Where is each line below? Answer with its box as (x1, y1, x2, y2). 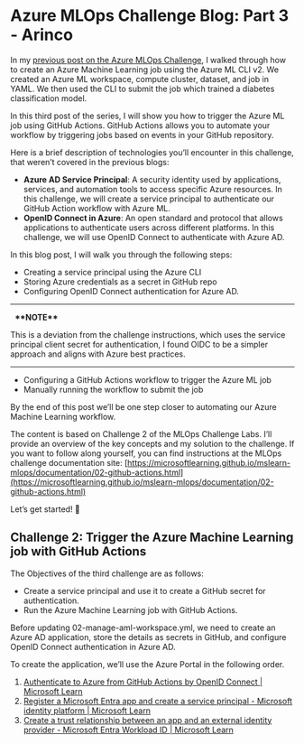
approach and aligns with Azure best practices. (10, 349, 186, 359)
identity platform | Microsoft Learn (23, 705, 152, 716)
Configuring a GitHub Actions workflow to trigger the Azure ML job (23, 374, 272, 385)
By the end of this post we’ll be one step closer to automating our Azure (10, 401, 278, 412)
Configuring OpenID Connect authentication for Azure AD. (23, 285, 240, 296)
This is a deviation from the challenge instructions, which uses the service (10, 329, 286, 339)
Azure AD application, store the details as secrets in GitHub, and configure (10, 631, 287, 642)
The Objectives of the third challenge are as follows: (10, 568, 204, 579)
